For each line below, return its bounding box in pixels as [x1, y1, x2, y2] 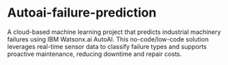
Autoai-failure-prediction [7, 5, 157, 21]
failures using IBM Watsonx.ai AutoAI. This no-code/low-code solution [7, 35, 209, 43]
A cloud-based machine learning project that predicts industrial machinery [7, 28, 221, 36]
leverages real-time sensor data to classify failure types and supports [7, 42, 207, 50]
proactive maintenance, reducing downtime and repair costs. [7, 50, 183, 58]
